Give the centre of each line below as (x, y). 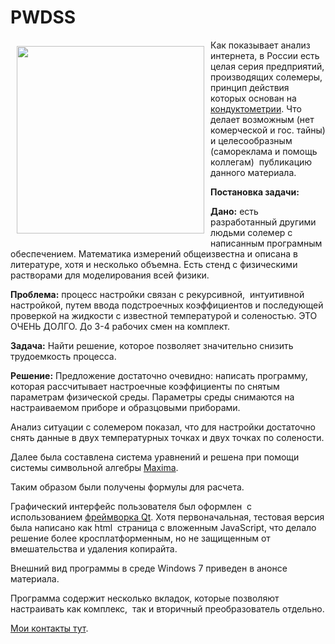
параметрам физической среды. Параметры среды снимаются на (152, 397)
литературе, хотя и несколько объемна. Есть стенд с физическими (154, 264)
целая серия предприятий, (267, 66)
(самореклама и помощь (264, 151)
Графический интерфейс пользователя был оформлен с (131, 506)
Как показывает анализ (260, 45)
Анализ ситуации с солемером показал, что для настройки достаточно (163, 427)
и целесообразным (251, 140)
